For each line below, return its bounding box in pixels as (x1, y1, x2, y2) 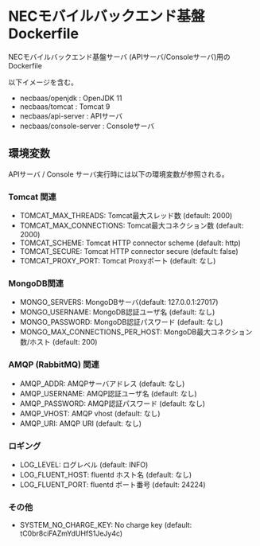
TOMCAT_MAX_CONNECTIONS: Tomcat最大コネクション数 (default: (19, 220, 244, 231)
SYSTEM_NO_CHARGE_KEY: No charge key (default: (19, 521, 192, 530)
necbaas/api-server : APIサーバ (19, 111, 123, 120)
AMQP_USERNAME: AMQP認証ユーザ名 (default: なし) (19, 388, 197, 398)
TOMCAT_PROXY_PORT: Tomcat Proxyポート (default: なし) (19, 256, 216, 266)
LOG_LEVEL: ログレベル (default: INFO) (19, 459, 149, 470)
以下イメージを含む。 (8, 77, 78, 87)
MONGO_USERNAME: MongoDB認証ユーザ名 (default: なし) (19, 307, 215, 317)
